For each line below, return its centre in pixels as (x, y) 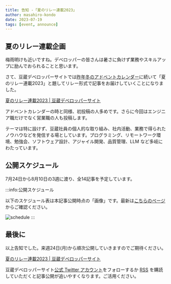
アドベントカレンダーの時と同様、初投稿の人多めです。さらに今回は (77, 112)
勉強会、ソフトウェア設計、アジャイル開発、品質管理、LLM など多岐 (86, 142)
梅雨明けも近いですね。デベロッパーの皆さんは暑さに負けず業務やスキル (81, 60)
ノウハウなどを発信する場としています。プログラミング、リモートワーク (81, 135)
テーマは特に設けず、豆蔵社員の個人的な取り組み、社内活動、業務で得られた (86, 129)
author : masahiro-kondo (31, 15)
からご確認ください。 (28, 207)
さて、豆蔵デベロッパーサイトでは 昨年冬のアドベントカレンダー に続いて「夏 (86, 77)
